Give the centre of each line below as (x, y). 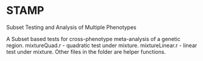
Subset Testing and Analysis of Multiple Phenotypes (71, 27)
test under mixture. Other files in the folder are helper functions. (86, 51)
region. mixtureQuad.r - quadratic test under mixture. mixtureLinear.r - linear (102, 45)
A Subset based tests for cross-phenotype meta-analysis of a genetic (93, 39)
